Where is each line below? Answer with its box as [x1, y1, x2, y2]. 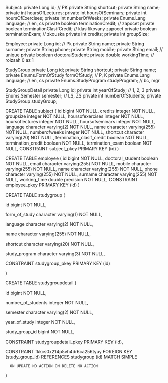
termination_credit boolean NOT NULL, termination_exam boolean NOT [5, 140, 152, 146]
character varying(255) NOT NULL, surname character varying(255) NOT [5, 171, 157, 177]
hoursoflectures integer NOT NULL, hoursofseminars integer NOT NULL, [5, 119, 156, 124]
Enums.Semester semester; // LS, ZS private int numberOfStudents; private [5, 93, 161, 99]
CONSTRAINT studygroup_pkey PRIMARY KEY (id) [5, 260, 110, 266]
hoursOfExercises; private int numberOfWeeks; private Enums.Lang [5, 15, 146, 21]
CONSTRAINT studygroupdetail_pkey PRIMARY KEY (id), [5, 339, 123, 345]
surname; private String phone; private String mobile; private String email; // [5, 46, 163, 52]
